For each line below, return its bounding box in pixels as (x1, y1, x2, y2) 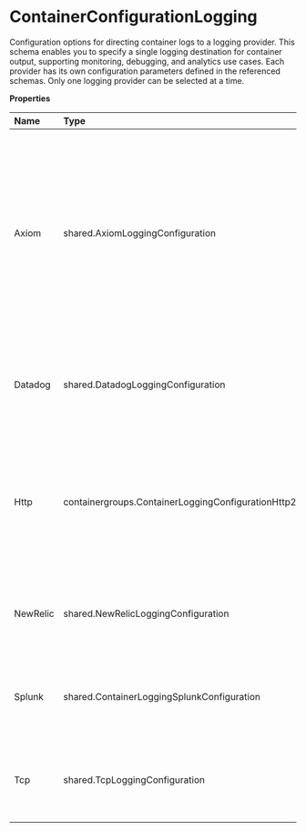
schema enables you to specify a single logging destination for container (9, 46, 282, 56)
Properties (9, 93, 51, 104)
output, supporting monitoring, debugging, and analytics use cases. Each (9, 56, 285, 67)
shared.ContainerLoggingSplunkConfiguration (63, 690, 261, 703)
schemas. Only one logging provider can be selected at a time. (9, 75, 245, 86)
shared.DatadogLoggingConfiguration (63, 378, 226, 391)
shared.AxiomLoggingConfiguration (63, 226, 217, 239)
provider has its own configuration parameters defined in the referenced (9, 66, 280, 77)
